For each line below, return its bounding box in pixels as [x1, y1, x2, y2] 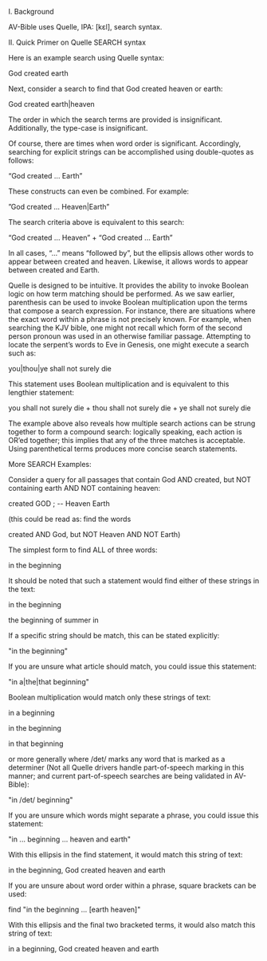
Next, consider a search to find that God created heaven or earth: [8, 84, 223, 93]
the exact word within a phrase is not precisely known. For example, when [8, 315, 252, 324]
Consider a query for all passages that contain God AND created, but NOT [8, 475, 252, 484]
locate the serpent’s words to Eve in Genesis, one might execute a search [8, 340, 249, 349]
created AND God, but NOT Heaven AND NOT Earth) [8, 530, 181, 539]
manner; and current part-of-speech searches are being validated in [8, 771, 233, 780]
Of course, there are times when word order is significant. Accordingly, [8, 139, 241, 148]
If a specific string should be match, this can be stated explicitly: [8, 631, 220, 640]
